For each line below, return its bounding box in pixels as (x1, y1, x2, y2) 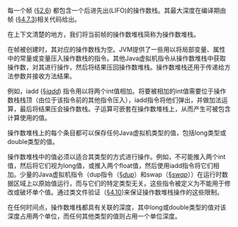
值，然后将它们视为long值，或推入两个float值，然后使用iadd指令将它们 (7, 162, 214, 170)
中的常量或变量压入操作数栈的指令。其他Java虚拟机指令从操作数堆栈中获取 (7, 54, 227, 62)
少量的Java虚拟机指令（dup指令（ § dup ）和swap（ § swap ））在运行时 (19, 170, 222, 179)
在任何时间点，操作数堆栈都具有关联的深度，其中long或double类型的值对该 (7, 203, 227, 211)
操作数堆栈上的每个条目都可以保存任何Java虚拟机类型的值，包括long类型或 (7, 128, 227, 137)
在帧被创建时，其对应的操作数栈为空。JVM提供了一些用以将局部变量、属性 (7, 45, 226, 53)
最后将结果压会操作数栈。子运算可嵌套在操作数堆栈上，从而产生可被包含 (19, 105, 231, 113)
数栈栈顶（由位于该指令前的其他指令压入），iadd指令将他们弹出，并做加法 (7, 96, 222, 104)
